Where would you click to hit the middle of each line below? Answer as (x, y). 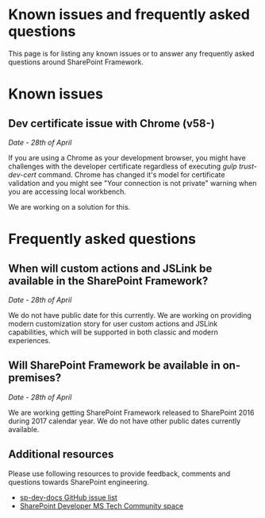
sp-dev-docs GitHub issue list (68, 497)
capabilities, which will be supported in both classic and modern (113, 332)
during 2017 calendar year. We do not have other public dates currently (125, 421)
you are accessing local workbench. (67, 191)
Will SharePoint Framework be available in (114, 366)
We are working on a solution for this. (69, 207)
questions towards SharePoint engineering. (79, 481)
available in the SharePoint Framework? (108, 281)
